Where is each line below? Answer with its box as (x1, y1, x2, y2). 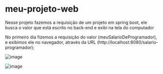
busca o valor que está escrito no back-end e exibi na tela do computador (5, 24, 154, 30)
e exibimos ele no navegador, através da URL (5, 39, 96, 45)
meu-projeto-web (5, 3, 79, 15)
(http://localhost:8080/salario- (97, 39, 159, 45)
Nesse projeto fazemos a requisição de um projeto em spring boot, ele (5, 19, 147, 25)
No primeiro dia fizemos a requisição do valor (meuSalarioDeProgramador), (5, 34, 158, 40)
